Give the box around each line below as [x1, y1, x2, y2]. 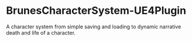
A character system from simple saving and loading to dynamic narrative [6, 23, 181, 30]
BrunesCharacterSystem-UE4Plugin [6, 4, 186, 17]
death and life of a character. [6, 29, 76, 36]
